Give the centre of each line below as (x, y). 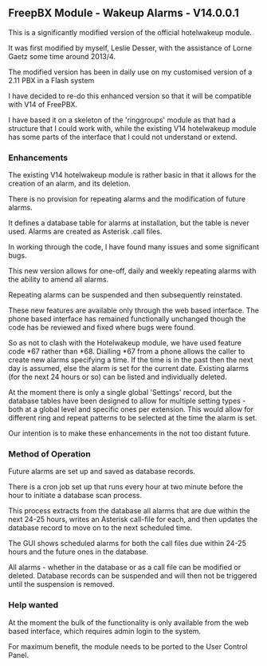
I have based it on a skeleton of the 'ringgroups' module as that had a (122, 120)
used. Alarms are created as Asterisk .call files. (85, 232)
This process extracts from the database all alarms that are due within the (130, 511)
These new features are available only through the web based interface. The (133, 310)
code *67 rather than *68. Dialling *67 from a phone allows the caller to (127, 352)
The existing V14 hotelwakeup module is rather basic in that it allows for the (132, 175)
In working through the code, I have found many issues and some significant (134, 247)
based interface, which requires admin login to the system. (105, 631)
